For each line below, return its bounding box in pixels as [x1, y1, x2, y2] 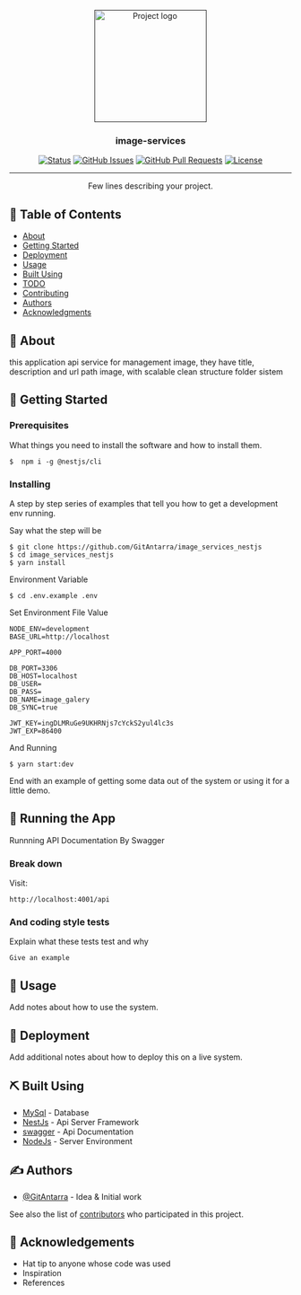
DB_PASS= [9, 687, 42, 696]
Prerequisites [9, 419, 69, 432]
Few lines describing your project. [88, 181, 213, 191]
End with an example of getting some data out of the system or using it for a [9, 775, 289, 786]
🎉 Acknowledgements [9, 1234, 135, 1249]
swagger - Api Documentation [21, 1126, 134, 1137]
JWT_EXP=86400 [9, 727, 63, 736]
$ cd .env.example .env [9, 591, 99, 600]
